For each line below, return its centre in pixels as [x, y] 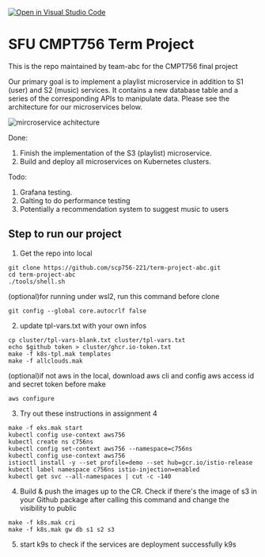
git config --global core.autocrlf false [78, 311]
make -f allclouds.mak [45, 361]
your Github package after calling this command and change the [124, 499]
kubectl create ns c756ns [51, 442]
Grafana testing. [46, 192]
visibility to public [48, 508]
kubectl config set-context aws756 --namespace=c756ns [100, 448]
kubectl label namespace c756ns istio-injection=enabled [104, 469]
